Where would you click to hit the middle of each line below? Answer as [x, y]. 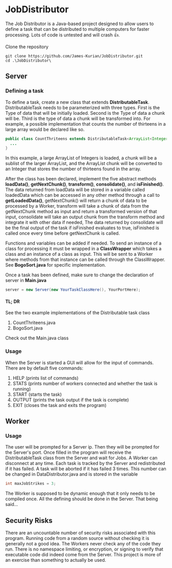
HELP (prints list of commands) [46, 378]
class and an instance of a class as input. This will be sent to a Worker [79, 254]
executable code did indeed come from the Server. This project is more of [83, 554]
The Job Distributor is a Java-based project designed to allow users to [80, 24]
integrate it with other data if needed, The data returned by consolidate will [84, 222]
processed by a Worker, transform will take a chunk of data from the [77, 206]
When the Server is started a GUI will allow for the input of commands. [80, 362]
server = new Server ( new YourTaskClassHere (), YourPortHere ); [73, 290]
